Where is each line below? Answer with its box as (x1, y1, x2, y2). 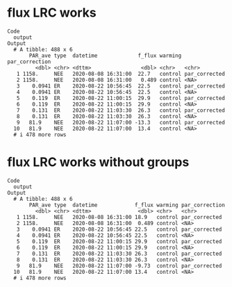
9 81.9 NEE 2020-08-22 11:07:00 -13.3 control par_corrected (16, 119, 226, 126)
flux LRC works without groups (7, 154, 190, 170)
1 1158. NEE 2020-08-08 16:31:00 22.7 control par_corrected (16, 70, 226, 77)
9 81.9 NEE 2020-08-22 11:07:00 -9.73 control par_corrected (16, 262, 222, 269)
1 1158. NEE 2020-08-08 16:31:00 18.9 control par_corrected (16, 213, 222, 220)
